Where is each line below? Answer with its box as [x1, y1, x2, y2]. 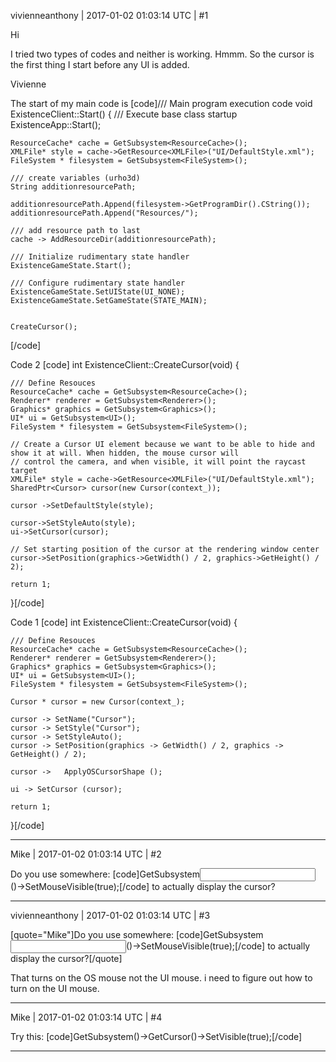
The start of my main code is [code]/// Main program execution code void [10, 98, 313, 109]
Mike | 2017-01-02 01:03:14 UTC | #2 [10, 848, 162, 860]
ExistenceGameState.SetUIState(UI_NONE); [10, 287, 186, 297]
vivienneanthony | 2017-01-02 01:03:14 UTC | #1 [10, 10, 209, 21]
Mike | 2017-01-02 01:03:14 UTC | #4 [10, 1011, 163, 1023]
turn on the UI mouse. [10, 983, 100, 994]
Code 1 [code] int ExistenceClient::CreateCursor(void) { [10, 616, 238, 628]
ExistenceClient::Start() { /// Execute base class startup [10, 108, 238, 120]
